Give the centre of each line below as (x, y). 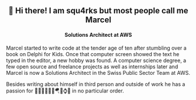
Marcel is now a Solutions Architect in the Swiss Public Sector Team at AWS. (98, 73)
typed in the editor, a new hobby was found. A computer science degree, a (96, 60)
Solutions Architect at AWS (98, 35)
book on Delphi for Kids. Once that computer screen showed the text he (93, 54)
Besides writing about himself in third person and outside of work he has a (96, 84)
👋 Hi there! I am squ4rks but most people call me (98, 11)
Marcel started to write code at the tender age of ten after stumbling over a (97, 48)
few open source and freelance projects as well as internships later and (92, 66)
